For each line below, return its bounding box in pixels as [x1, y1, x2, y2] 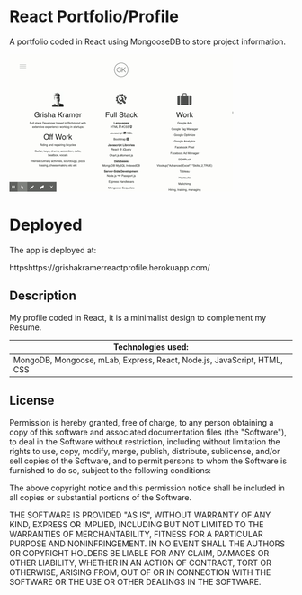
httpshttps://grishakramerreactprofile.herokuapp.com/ [9, 261, 211, 272]
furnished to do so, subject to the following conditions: [9, 464, 211, 475]
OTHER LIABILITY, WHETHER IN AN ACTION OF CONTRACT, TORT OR [9, 557, 271, 568]
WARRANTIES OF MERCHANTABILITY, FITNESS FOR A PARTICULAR [9, 528, 263, 539]
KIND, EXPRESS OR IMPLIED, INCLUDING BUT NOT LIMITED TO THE [9, 518, 264, 529]
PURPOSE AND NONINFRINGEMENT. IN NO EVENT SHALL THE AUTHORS [9, 538, 286, 549]
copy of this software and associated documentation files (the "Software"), [9, 426, 288, 437]
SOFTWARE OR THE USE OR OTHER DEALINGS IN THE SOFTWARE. [9, 576, 262, 587]
